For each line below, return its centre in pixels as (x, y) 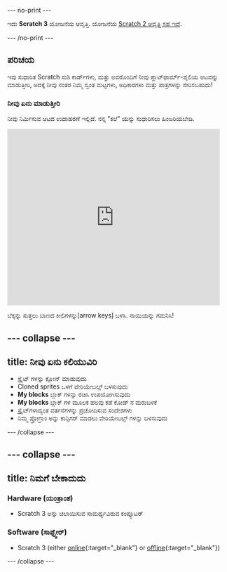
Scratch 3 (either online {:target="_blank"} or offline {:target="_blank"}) (119, 547)
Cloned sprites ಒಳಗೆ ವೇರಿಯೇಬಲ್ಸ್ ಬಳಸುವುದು (73, 386)
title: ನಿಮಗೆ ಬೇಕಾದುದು (47, 478)
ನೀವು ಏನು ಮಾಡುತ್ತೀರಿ (34, 103)
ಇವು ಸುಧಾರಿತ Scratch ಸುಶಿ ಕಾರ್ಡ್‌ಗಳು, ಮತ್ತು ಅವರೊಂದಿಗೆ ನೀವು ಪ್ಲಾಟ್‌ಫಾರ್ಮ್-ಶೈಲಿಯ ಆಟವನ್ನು (113, 77)
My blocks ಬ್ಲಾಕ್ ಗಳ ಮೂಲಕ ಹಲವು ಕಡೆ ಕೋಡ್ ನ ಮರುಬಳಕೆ (87, 403)
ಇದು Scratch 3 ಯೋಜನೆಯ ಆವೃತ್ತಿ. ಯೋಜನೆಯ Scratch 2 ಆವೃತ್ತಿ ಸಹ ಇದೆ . (95, 24)
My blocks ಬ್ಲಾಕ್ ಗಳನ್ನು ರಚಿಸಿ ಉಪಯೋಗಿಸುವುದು (74, 395)
